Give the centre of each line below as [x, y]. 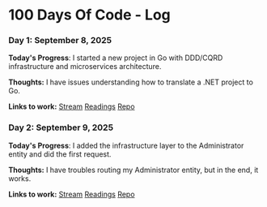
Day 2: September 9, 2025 [61, 127]
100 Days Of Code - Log [90, 15]
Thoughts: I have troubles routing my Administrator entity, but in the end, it [133, 170]
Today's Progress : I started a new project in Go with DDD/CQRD [116, 58]
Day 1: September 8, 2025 [60, 41]
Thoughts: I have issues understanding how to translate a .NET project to [131, 82]
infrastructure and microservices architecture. [85, 67]
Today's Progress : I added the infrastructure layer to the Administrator [126, 145]
